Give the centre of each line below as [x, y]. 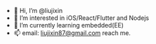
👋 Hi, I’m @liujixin [38, 11]
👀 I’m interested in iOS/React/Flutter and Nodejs [81, 18]
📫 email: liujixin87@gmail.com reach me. [72, 33]
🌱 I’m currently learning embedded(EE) [68, 25]
